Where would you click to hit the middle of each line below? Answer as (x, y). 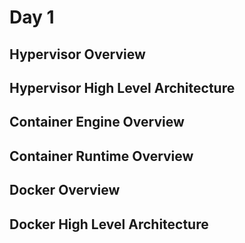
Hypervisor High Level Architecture (122, 87)
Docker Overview (65, 190)
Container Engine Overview (97, 122)
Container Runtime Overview (101, 156)
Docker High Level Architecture (109, 224)
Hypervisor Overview (77, 54)
